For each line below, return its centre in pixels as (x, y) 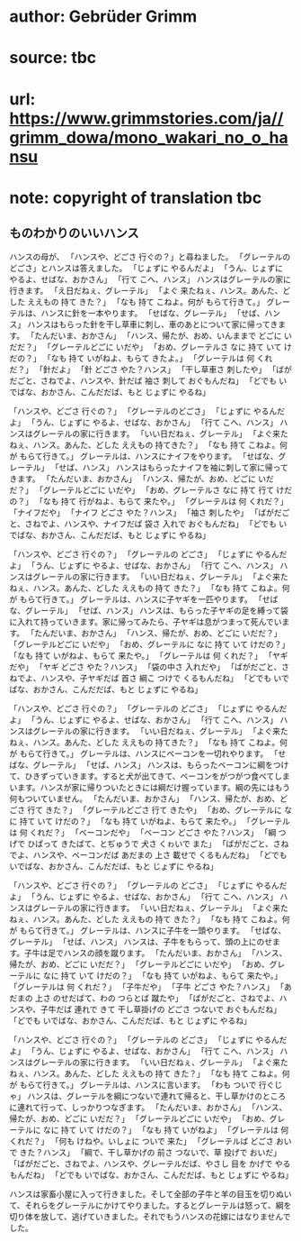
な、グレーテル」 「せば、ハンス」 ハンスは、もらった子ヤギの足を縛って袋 (149, 610)
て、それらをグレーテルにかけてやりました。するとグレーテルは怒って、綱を (150, 1205)
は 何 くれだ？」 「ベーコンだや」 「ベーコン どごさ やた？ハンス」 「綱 (143, 832)
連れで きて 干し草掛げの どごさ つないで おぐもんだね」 (177, 1009)
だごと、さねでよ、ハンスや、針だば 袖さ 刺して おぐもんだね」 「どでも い (148, 380)
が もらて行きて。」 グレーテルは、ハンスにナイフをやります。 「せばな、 (144, 456)
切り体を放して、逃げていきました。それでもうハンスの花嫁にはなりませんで (150, 1216)
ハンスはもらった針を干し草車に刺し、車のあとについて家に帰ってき (152, 324)
